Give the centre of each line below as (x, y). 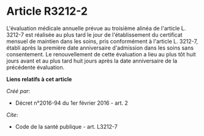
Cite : (12, 115)
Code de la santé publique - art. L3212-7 (66, 126)
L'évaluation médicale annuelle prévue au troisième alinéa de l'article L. (96, 28)
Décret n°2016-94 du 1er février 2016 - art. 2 (72, 103)
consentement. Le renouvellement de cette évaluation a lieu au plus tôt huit (101, 54)
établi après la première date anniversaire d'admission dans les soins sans (100, 48)
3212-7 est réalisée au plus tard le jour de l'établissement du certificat (94, 34)
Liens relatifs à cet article (39, 79)
